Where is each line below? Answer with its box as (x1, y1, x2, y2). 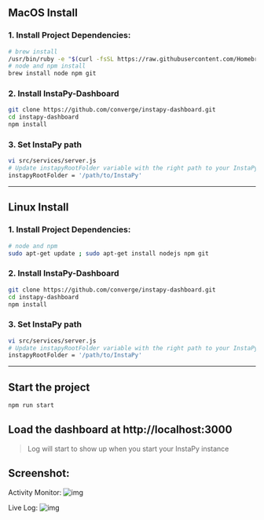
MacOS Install (8, 6, 79, 20)
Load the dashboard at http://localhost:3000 (8, 423, 233, 437)
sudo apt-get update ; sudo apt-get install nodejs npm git (8, 249, 210, 258)
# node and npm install (8, 62, 86, 70)
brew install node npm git (8, 70, 97, 78)
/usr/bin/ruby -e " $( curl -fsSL (8, 55, 114, 63)
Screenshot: (8, 467, 70, 480)
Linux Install (8, 200, 69, 214)
